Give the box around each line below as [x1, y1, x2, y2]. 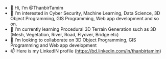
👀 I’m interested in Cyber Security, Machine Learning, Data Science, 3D [10, 10, 160, 16]
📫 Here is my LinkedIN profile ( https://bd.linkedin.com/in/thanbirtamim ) [10, 48, 162, 54]
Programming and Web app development [10, 42, 97, 48]
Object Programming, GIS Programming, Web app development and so [10, 16, 159, 21]
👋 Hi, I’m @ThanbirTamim [10, 5, 64, 11]
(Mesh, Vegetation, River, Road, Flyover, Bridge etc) [10, 32, 119, 37]
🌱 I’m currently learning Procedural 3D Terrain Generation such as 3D [10, 26, 157, 32]
